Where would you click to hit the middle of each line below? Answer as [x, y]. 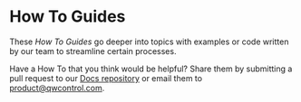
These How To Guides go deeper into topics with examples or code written [149, 42]
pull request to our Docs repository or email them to [106, 78]
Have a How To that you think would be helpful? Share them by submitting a [151, 69]
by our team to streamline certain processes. [93, 51]
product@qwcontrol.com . [57, 88]
